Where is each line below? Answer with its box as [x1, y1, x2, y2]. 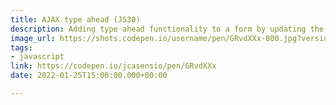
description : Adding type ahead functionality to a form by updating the [10, 24, 325, 34]
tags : [10, 42, 33, 53]
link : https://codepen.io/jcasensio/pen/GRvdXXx [10, 61, 217, 71]
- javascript [10, 52, 65, 62]
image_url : [10, 33, 56, 43]
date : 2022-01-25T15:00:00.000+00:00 [10, 71, 168, 81]
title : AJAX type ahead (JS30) [10, 14, 141, 25]
